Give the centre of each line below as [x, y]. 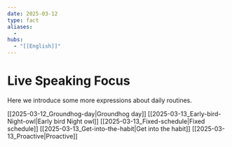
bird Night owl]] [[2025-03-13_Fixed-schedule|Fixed [129, 121]
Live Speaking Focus [69, 81]
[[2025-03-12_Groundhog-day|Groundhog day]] [77, 113]
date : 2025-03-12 [33, 14]
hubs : [15, 40]
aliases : [20, 27]
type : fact [23, 20]
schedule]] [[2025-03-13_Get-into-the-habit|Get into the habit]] [99, 128]
